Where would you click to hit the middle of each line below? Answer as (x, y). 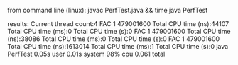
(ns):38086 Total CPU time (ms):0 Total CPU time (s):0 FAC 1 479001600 (114, 39)
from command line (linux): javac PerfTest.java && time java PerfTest (108, 10)
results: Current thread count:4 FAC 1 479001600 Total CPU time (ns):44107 (118, 24)
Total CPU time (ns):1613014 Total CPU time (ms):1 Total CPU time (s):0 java (118, 46)
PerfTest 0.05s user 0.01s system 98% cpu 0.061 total (86, 54)
